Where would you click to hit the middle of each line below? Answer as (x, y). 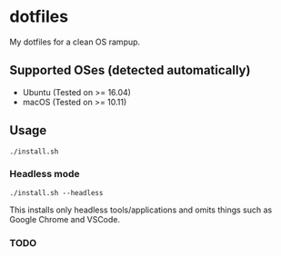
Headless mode (45, 174)
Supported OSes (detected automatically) (130, 70)
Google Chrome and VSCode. (65, 219)
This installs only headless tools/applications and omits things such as (141, 210)
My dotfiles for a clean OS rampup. (75, 42)
